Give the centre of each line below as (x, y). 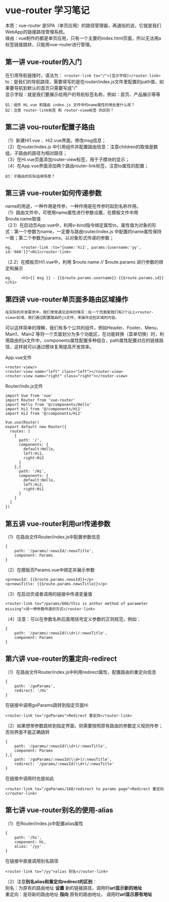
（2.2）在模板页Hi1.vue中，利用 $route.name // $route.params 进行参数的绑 (84, 262)
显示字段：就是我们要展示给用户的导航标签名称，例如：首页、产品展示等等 (83, 94)
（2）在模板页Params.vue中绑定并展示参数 (50, 570)
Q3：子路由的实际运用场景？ (30, 176)
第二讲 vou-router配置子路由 (50, 127)
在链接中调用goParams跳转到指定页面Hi (47, 705)
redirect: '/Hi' (32, 690)
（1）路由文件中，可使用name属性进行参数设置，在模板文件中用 (72, 213)
